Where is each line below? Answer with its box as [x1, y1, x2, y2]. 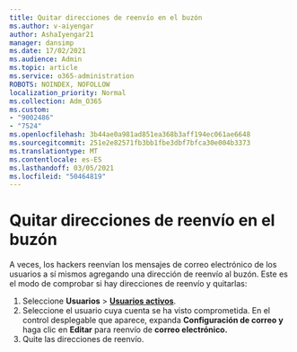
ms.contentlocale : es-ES [9, 154, 102, 164]
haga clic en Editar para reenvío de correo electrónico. [22, 324, 228, 335]
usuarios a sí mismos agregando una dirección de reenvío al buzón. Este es [9, 268, 289, 279]
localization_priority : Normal [9, 88, 127, 97]
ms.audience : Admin [9, 55, 83, 64]
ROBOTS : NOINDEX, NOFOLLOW [9, 80, 110, 89]
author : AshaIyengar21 [9, 30, 94, 39]
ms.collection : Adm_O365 [9, 96, 102, 106]
